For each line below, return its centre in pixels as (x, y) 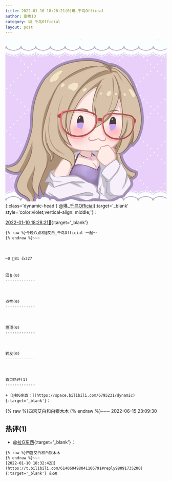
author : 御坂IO (21, 16)
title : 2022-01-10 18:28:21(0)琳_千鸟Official (55, 11)
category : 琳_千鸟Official (33, 22)
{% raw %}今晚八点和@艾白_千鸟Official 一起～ (51, 233)
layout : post (19, 27)
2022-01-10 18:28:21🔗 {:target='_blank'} (47, 223)
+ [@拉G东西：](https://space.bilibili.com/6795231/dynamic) (70, 396)
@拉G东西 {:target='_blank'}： (44, 442)
